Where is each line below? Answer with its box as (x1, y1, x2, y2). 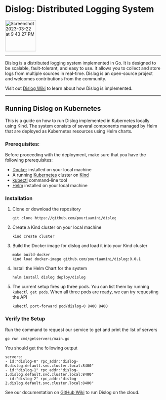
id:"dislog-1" (9, 367, 39, 373)
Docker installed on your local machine (12, 167, 92, 173)
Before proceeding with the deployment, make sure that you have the (5, 152, 146, 158)
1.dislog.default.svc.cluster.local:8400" (5, 372, 94, 377)
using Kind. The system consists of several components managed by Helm (5, 123, 158, 129)
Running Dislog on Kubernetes (5, 104, 101, 113)
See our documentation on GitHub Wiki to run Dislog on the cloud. (5, 389, 140, 395)
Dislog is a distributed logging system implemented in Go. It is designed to (5, 60, 157, 66)
